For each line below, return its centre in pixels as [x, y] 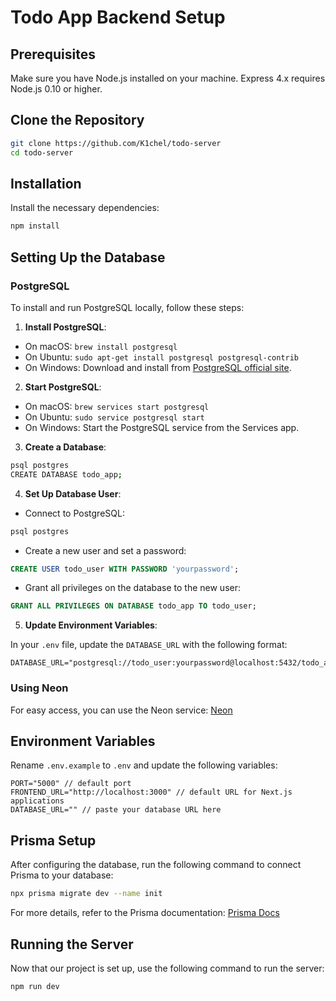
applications [37, 801]
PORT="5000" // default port [71, 784]
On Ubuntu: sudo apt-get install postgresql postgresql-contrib [162, 357]
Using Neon [39, 688]
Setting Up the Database [88, 257]
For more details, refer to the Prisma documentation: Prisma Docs [145, 913]
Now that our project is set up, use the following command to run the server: [167, 968]
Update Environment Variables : [91, 625]
